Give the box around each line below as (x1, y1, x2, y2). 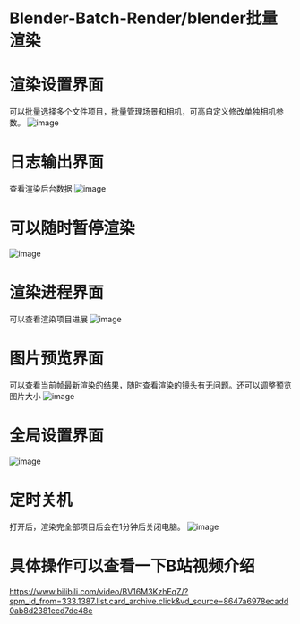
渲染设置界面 (9, 75, 105, 95)
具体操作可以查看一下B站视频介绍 (9, 556, 255, 576)
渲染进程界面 (9, 283, 105, 303)
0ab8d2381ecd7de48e (9, 605, 93, 616)
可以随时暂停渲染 (9, 218, 136, 238)
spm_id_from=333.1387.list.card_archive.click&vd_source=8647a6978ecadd (9, 595, 289, 606)
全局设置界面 (9, 426, 105, 446)
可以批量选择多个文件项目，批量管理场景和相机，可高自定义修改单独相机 (9, 107, 276, 117)
